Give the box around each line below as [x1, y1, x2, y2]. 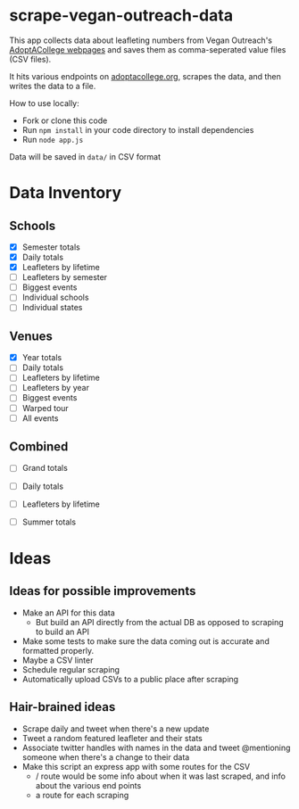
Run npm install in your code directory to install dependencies [21, 124, 254, 135]
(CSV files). [9, 54, 52, 64]
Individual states [21, 302, 83, 313]
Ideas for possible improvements [9, 583, 196, 598]
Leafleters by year [21, 383, 89, 393]
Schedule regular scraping [21, 664, 120, 674]
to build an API [35, 626, 89, 637]
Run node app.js [21, 134, 84, 144]
